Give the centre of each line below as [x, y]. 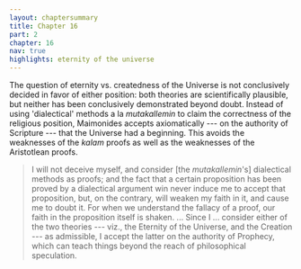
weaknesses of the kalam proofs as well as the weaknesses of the [132, 142]
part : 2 [24, 34]
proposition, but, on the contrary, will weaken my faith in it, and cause [160, 198]
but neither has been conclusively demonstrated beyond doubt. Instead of [146, 104]
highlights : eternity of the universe [82, 59]
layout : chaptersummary [54, 18]
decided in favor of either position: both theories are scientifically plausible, [149, 94]
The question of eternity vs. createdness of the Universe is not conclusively [150, 85]
